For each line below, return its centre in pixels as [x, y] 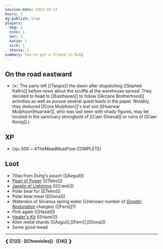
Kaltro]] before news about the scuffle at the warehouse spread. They [82, 91]
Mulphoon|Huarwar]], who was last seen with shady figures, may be [80, 111]
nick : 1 [17, 46]
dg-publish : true [23, 18]
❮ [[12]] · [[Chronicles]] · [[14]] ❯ [39, 241]
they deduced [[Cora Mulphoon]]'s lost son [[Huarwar [66, 107]
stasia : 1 [19, 50]
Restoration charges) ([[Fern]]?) [44, 206]
